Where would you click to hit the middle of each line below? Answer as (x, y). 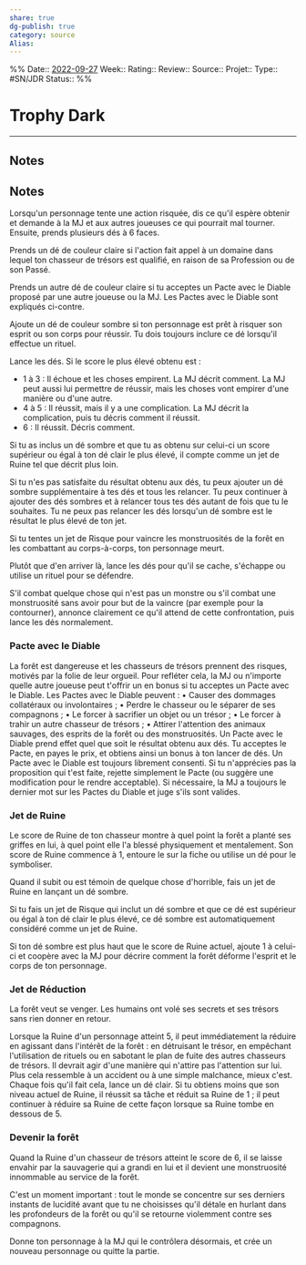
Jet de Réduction (48, 989)
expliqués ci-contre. (47, 307)
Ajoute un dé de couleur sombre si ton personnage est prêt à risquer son (146, 324)
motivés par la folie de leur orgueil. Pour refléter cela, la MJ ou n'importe (146, 675)
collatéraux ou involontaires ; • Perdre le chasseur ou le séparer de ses (143, 704)
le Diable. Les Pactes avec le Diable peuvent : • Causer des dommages (143, 694)
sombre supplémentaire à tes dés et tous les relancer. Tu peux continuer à (149, 492)
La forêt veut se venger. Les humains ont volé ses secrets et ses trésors (144, 1009)
